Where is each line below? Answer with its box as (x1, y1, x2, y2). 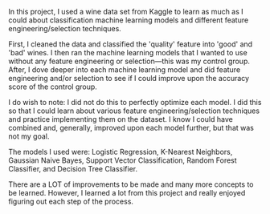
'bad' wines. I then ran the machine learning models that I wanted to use (8, 48, 247, 57)
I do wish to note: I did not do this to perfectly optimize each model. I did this (8, 98, 262, 107)
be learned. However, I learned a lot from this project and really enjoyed (8, 188, 246, 197)
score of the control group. (8, 82, 98, 91)
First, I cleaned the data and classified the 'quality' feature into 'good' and (8, 39, 253, 49)
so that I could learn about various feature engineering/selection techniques (8, 106, 260, 115)
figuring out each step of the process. (8, 196, 134, 206)
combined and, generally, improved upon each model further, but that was (8, 123, 255, 132)
